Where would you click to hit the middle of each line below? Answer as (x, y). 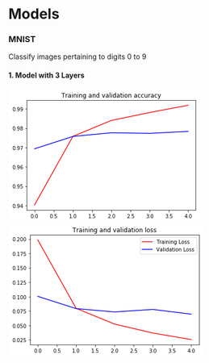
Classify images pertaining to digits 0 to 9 (77, 56)
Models (34, 14)
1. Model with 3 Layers (46, 75)
